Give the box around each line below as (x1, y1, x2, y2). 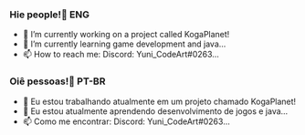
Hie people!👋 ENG (9, 8, 89, 21)
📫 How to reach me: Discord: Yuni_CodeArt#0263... (22, 49, 219, 60)
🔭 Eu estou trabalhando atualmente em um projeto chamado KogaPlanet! (22, 96, 297, 107)
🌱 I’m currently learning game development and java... (22, 38, 226, 49)
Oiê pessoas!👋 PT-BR (9, 75, 106, 88)
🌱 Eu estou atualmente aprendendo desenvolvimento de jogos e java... (22, 105, 289, 117)
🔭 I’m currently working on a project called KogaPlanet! (22, 29, 230, 40)
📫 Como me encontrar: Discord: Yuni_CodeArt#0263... (22, 116, 230, 127)
